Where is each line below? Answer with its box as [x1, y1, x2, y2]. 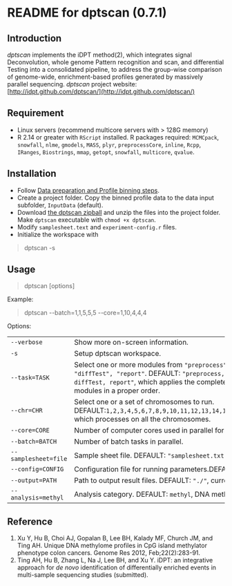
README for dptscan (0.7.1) [7, 5, 167, 21]
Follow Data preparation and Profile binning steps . [17, 186, 160, 194]
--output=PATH [10, 477, 57, 484]
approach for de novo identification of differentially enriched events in [17, 563, 216, 571]
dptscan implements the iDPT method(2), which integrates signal [7, 50, 192, 59]
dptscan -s [23, 243, 55, 252]
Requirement [7, 107, 64, 119]
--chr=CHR [10, 406, 43, 415]
